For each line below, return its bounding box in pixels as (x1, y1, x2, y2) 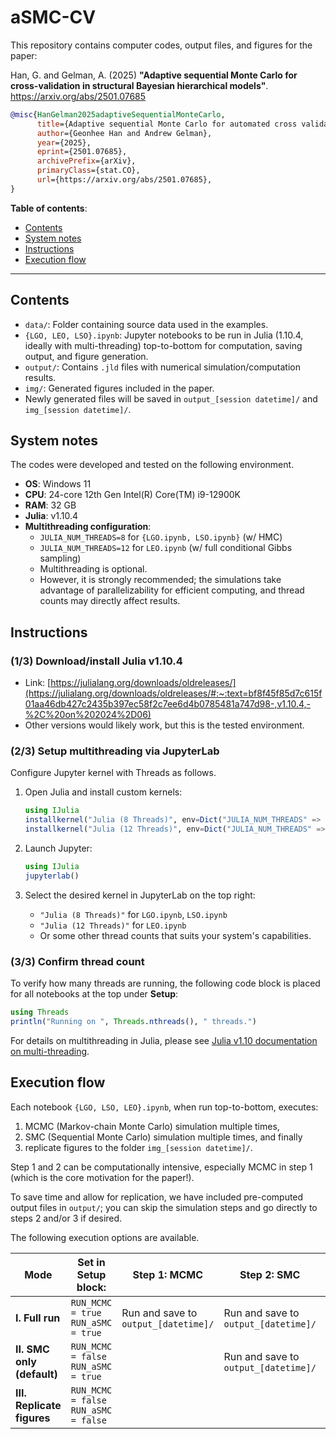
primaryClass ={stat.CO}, (36, 166, 141, 176)
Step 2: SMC (239, 1267, 301, 1281)
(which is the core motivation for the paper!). (10, 1171, 195, 1183)
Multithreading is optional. (39, 563, 148, 575)
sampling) (39, 552, 82, 565)
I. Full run (15, 1311, 61, 1325)
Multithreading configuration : (24, 521, 152, 533)
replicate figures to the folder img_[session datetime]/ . (24, 1141, 253, 1153)
